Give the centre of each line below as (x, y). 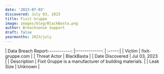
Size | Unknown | (22, 66)
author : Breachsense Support (35, 28)
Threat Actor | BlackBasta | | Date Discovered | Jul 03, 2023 (97, 56)
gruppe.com (18, 56)
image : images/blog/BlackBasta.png (42, 23)
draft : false (18, 32)
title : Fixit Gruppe (26, 19)
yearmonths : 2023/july (28, 37)
